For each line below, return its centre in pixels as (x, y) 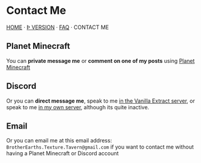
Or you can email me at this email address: (59, 141)
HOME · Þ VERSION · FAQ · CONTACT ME (58, 27)
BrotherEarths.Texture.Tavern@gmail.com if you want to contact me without (100, 147)
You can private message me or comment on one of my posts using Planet (101, 60)
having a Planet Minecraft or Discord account (62, 153)
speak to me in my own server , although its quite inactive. (78, 107)
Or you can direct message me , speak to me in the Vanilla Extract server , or (101, 101)
